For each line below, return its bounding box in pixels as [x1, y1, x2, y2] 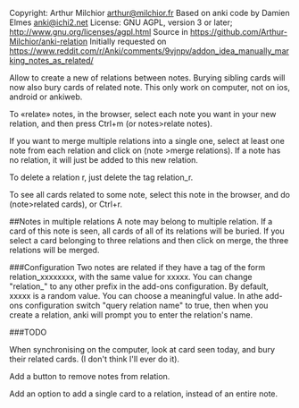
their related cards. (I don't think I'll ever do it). [9, 353, 180, 364]
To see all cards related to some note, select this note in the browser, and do [9, 190, 290, 200]
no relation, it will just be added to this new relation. [9, 155, 199, 165]
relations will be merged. [9, 245, 100, 255]
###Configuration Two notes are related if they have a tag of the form [9, 262, 266, 272]
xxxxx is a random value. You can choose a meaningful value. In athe [9, 291, 263, 301]
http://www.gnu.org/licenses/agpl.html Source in [9, 27, 189, 37]
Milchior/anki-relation [9, 36, 88, 47]
